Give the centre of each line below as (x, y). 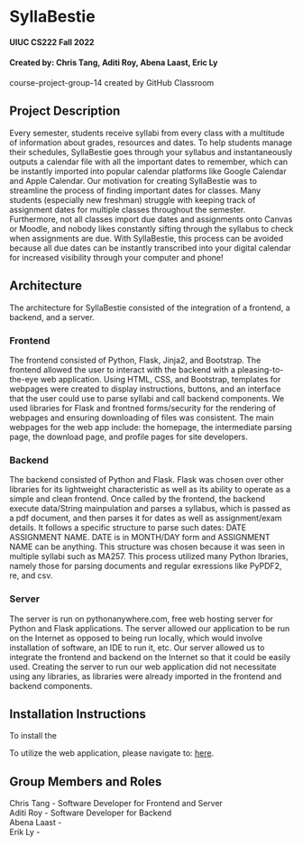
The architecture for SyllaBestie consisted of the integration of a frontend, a (150, 308)
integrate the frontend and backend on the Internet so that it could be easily (150, 657)
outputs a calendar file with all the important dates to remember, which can (149, 161)
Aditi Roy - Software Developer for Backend (91, 813)
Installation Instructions (78, 714)
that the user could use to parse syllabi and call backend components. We (147, 398)
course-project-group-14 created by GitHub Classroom (112, 82)
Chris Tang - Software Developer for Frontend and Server (116, 804)
